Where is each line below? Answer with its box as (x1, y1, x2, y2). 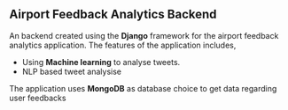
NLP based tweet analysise (21, 66, 122, 77)
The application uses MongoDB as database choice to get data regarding (9, 83, 277, 93)
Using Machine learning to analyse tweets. (21, 56, 181, 67)
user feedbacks (9, 92, 66, 103)
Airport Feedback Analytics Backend (9, 7, 217, 22)
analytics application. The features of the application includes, (9, 40, 237, 50)
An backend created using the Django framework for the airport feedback (9, 30, 279, 40)
